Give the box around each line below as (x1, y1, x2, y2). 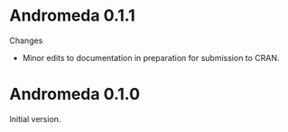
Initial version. (9, 113, 61, 124)
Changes (9, 35, 43, 46)
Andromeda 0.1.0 (9, 84, 141, 104)
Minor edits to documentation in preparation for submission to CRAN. (22, 52, 280, 63)
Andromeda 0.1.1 (9, 5, 135, 26)
